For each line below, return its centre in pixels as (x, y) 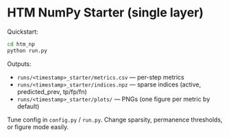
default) (28, 106)
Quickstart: (23, 32)
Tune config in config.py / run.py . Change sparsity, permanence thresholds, (115, 119)
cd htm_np (21, 44)
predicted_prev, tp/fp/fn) (52, 91)
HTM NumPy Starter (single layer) (106, 13)
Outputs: (20, 64)
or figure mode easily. (38, 127)
